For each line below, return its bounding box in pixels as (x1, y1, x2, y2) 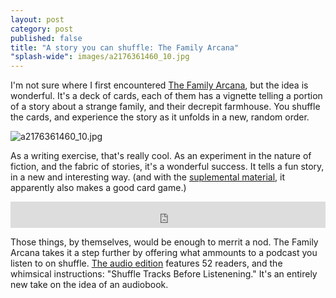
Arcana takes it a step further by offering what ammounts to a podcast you (10, 247, 318, 259)
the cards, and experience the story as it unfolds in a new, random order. (10, 111, 310, 123)
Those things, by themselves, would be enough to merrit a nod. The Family (10, 236, 319, 248)
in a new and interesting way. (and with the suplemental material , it (10, 171, 285, 183)
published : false (10, 33, 83, 43)
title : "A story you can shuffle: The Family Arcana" (10, 42, 240, 53)
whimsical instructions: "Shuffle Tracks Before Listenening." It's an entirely (10, 268, 318, 280)
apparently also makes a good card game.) (10, 182, 187, 194)
